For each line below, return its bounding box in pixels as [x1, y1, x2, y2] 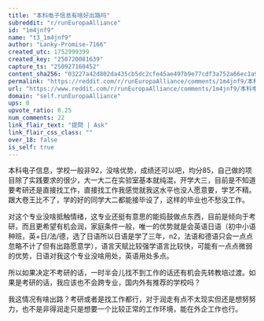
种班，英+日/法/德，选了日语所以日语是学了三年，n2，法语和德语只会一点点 [8, 231, 254, 241]
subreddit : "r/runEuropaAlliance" [8, 19, 122, 27]
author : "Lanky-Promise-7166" [8, 41, 108, 49]
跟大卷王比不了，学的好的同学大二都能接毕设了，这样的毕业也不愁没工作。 [8, 195, 249, 205]
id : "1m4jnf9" [8, 26, 55, 34]
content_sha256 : [8, 70, 61, 78]
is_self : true [8, 143, 55, 151]
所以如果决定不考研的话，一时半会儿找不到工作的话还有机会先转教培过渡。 [8, 268, 249, 278]
